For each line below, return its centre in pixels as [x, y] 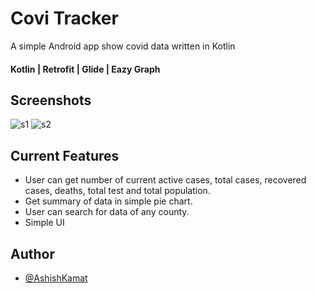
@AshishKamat [56, 278]
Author [32, 253]
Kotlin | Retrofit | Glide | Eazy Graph [85, 69]
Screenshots [51, 100]
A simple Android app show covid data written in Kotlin [123, 46]
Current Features [65, 155]
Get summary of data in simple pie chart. [108, 201]
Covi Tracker [64, 18]
